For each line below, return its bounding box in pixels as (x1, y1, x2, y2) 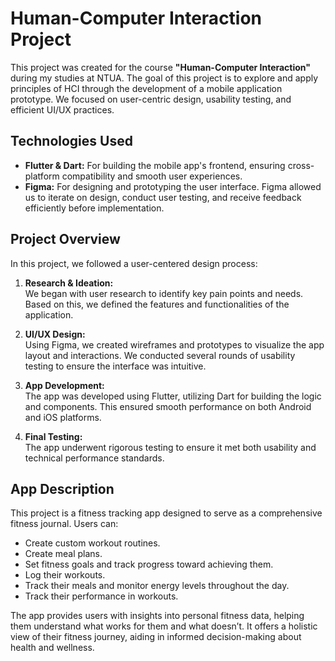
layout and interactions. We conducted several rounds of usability (24, 349, 296, 361)
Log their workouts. (24, 569, 106, 581)
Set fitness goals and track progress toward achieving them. (24, 558, 274, 571)
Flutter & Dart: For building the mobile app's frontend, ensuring (24, 159, 286, 171)
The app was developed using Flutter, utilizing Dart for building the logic (24, 390, 322, 402)
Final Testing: (24, 430, 83, 442)
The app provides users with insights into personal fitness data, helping (10, 610, 305, 622)
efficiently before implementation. (24, 202, 165, 214)
